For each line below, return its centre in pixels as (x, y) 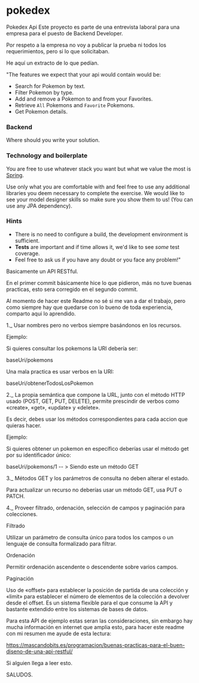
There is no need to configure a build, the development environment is (101, 234)
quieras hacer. (24, 425)
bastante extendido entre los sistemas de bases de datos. (77, 609)
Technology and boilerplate (47, 156)
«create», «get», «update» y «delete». (53, 407)
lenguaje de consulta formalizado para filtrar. (62, 544)
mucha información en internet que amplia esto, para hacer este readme (95, 627)
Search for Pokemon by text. (50, 86)
